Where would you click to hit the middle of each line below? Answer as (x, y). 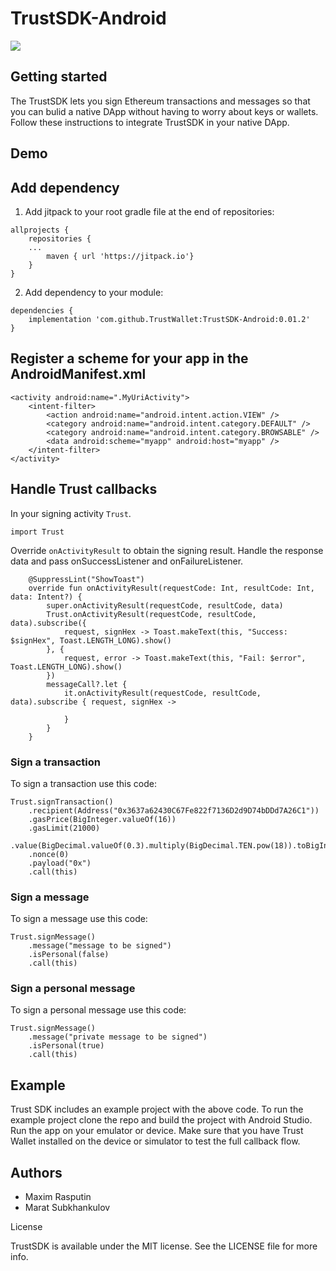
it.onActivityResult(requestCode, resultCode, (162, 693)
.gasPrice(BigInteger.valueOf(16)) (102, 819)
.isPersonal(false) (69, 955)
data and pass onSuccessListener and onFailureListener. (127, 561)
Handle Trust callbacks (84, 489)
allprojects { (40, 230)
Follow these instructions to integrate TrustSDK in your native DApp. (150, 122)
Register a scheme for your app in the (129, 358)
